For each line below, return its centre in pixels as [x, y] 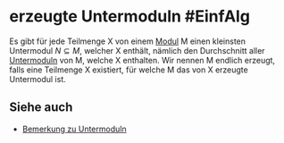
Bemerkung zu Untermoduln [74, 129]
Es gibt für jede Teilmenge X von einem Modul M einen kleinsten [128, 41]
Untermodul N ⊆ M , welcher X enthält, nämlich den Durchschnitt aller [137, 50]
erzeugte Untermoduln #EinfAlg [129, 17]
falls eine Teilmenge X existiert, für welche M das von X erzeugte [129, 70]
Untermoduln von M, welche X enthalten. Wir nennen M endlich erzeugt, [142, 60]
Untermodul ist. [38, 79]
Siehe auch [41, 108]
